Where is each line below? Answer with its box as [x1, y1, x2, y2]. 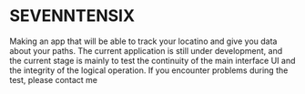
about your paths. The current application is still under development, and [9, 45, 283, 56]
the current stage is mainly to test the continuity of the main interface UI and [9, 55, 296, 66]
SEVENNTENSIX [9, 5, 135, 26]
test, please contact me [9, 74, 98, 85]
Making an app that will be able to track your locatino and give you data [9, 36, 278, 47]
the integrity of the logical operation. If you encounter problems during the [9, 65, 289, 76]
